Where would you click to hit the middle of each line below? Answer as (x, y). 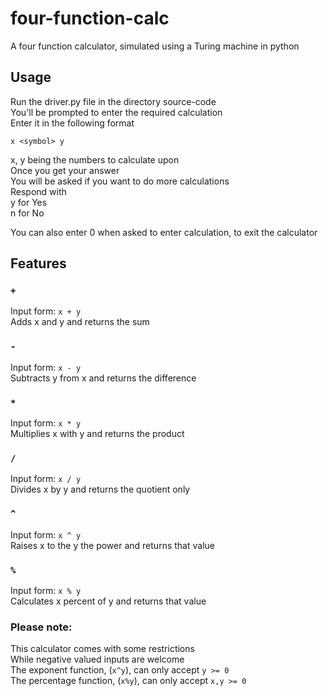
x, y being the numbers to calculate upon (95, 159)
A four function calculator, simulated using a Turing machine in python (155, 46)
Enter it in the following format (72, 123)
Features (38, 263)
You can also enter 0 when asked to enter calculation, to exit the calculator (164, 232)
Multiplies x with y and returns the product (97, 434)
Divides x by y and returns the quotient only (100, 489)
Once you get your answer (65, 170)
